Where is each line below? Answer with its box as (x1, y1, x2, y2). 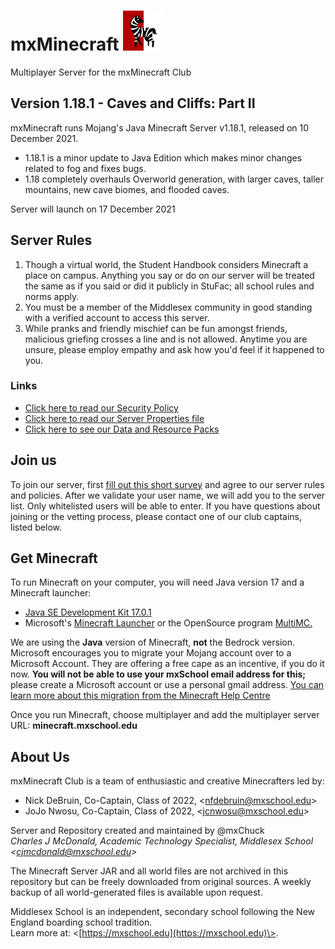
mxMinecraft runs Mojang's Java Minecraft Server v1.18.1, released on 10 (10, 121, 310, 134)
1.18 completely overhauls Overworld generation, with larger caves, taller (24, 173, 325, 185)
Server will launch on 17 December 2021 (10, 203, 176, 215)
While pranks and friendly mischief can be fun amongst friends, (24, 322, 288, 334)
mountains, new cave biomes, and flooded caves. (24, 183, 230, 195)
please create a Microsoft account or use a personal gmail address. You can (10, 679, 325, 691)
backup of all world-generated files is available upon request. (10, 886, 263, 899)
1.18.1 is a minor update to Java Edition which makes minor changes (24, 151, 303, 164)
